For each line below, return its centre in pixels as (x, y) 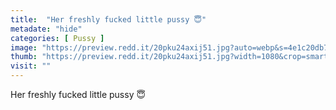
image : (24, 47)
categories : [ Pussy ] (57, 38)
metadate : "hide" (46, 29)
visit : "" (31, 66)
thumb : (24, 57)
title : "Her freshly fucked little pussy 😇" (108, 19)
